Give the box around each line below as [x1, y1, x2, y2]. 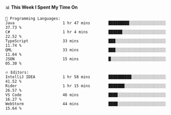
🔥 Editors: [5, 70, 29, 75]
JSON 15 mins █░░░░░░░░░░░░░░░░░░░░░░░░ [5, 56, 166, 62]
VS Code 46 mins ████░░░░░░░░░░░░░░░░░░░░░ [5, 92, 166, 98]
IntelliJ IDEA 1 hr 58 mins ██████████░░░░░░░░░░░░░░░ [5, 74, 166, 80]
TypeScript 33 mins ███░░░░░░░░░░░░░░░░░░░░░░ [5, 39, 166, 44]
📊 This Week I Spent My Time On [5, 4, 78, 10]
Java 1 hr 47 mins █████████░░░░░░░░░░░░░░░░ [5, 21, 166, 26]
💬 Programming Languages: [5, 16, 60, 21]
